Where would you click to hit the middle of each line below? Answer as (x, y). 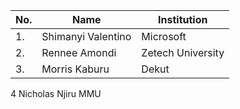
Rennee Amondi (79, 52)
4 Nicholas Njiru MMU (56, 93)
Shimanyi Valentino (86, 36)
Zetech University (183, 52)
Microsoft (164, 36)
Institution (183, 19)
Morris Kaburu (75, 69)
